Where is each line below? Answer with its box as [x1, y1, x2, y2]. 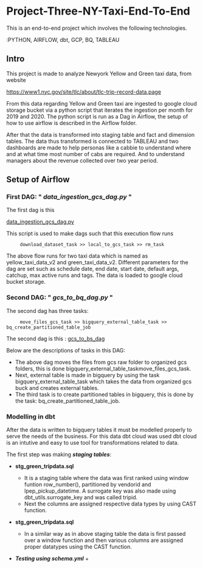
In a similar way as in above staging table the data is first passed [24, 530, 186, 538]
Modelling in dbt [6, 412, 56, 420]
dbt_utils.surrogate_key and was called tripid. [24, 494, 138, 501]
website [6, 76, 26, 83]
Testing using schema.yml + [15, 555, 89, 563]
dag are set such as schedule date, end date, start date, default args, [6, 265, 179, 273]
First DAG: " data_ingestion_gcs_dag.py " [6, 193, 132, 201]
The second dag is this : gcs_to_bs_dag [6, 335, 105, 342]
